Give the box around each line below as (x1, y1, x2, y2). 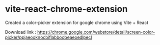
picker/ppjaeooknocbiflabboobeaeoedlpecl (5, 34, 92, 40)
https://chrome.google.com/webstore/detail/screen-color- (37, 29, 156, 35)
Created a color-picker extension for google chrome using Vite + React (5, 20, 149, 25)
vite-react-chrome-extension (5, 3, 128, 15)
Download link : (5, 29, 36, 35)
